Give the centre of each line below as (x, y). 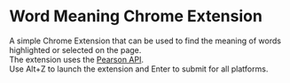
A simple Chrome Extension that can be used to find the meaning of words (145, 41)
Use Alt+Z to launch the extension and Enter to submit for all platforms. (139, 69)
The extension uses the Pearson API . (77, 59)
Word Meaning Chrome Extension (136, 16)
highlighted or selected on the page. (75, 49)
